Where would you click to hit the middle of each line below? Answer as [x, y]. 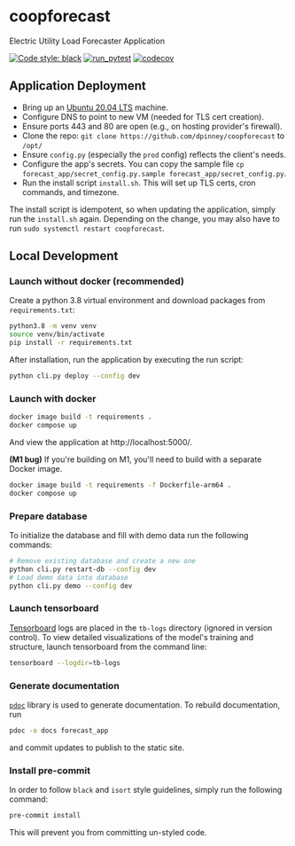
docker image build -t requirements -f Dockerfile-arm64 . [120, 485]
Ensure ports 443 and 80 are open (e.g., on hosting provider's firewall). [152, 126]
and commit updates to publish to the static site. [97, 748]
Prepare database [48, 516]
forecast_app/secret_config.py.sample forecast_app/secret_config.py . [154, 173]
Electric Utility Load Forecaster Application [87, 41]
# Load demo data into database [69, 577]
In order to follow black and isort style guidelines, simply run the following [146, 790]
